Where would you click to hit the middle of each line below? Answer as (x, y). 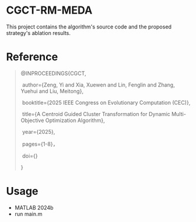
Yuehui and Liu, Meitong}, (52, 91)
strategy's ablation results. (38, 33)
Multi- (179, 114)
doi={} (30, 156)
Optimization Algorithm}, (75, 120)
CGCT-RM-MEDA (49, 10)
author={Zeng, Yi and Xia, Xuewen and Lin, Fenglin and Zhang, (99, 85)
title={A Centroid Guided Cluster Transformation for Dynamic (96, 114)
